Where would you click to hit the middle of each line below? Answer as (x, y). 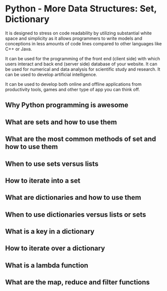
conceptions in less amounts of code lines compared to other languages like (83, 43)
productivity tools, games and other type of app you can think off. (73, 89)
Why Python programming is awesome (67, 105)
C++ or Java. (19, 49)
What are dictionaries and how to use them (73, 198)
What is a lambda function (47, 265)
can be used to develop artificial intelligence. (51, 74)
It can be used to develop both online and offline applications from (74, 84)
